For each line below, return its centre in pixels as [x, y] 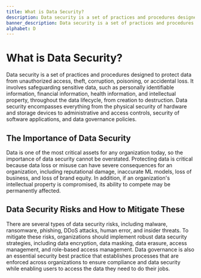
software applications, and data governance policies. [71, 119]
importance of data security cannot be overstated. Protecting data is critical [100, 159]
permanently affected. [33, 191]
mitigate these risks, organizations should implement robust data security [97, 237]
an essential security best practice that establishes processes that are [92, 256]
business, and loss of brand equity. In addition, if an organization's [88, 178]
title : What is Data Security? [45, 12]
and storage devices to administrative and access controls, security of [93, 113]
